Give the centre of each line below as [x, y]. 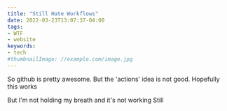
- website [22, 40]
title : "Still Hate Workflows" [53, 14]
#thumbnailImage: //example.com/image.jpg [70, 59]
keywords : [22, 46]
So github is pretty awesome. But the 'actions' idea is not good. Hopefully [113, 79]
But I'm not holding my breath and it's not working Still [85, 100]
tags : [15, 27]
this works [22, 86]
